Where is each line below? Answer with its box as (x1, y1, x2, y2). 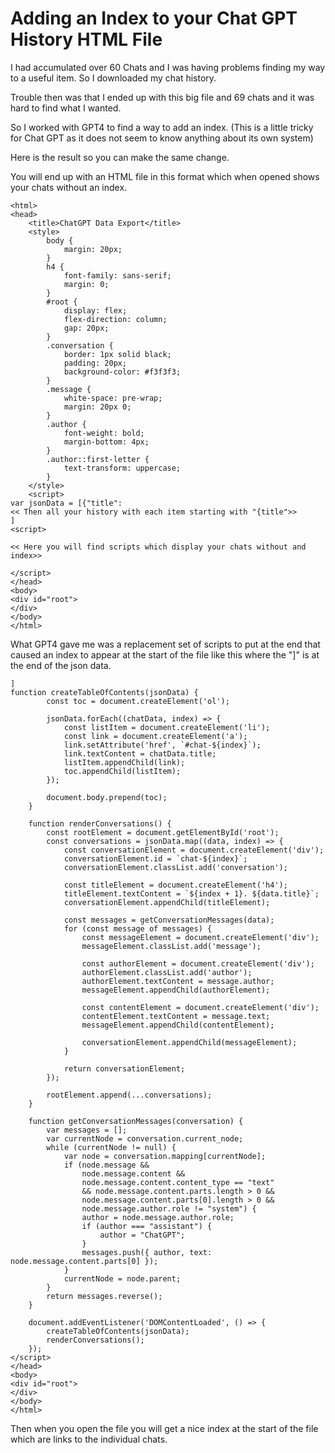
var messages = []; (46, 1125, 128, 1135)
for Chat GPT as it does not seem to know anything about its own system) (10, 132, 314, 144)
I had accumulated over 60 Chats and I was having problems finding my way (10, 61, 326, 73)
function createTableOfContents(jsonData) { (10, 687, 199, 697)
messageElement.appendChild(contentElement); (81, 1020, 275, 1030)
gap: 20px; (63, 323, 110, 333)
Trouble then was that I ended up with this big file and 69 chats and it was (10, 91, 315, 103)
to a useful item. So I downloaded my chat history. (10, 72, 217, 84)
